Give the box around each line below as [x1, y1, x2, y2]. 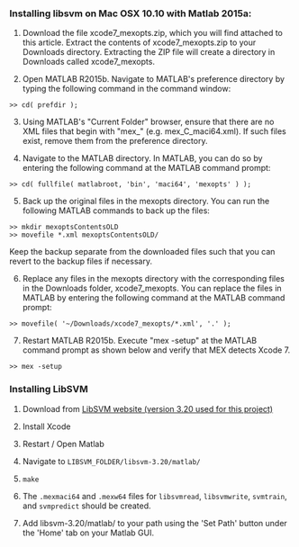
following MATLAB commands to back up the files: [22, 205, 210, 216]
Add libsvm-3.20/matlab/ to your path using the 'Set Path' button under [22, 517, 288, 528]
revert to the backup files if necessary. [9, 256, 153, 267]
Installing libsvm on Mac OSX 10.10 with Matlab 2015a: [9, 7, 252, 20]
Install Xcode [22, 421, 71, 432]
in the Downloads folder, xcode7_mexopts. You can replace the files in [22, 282, 282, 294]
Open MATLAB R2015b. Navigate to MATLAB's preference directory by [22, 74, 285, 85]
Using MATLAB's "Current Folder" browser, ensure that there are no [22, 116, 275, 128]
